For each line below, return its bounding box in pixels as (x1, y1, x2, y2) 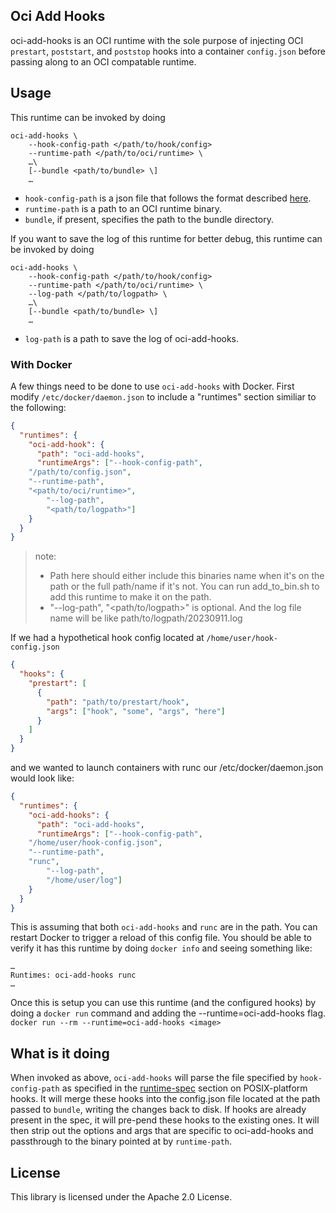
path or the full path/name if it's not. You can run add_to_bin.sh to (49, 580, 320, 593)
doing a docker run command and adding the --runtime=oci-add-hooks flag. (10, 1007, 326, 1019)
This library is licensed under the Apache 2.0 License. (10, 1191, 233, 1203)
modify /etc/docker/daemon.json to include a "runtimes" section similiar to (10, 390, 317, 403)
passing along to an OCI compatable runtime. (10, 55, 197, 68)
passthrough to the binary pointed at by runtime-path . (10, 1135, 233, 1148)
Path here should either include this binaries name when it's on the (49, 570, 325, 582)
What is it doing (10, 1045, 110, 1062)
